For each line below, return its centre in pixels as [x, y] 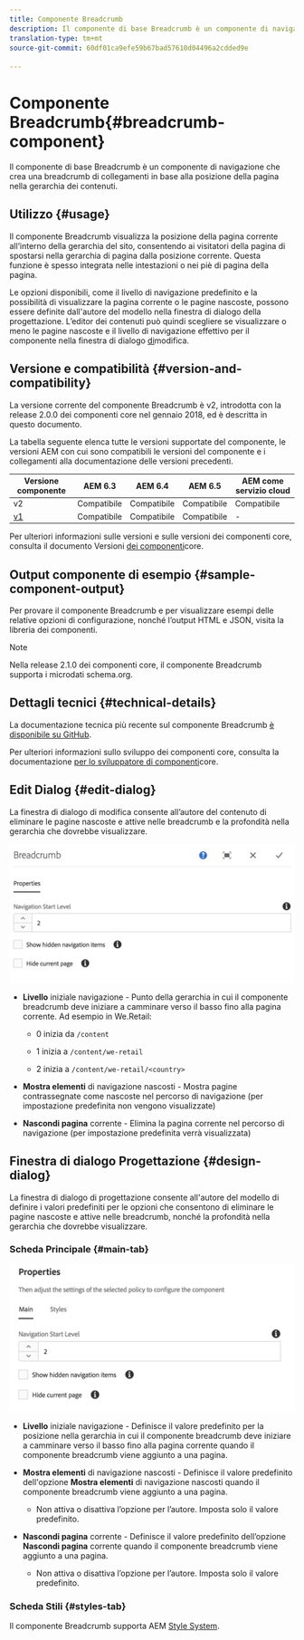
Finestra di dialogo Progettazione [105, 1161]
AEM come [263, 481]
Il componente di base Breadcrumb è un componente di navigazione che [145, 167]
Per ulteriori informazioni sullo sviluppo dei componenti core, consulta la [144, 752]
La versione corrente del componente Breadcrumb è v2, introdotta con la [146, 405]
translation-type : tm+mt [56, 38]
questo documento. [46, 424]
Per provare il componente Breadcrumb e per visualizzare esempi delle [142, 610]
